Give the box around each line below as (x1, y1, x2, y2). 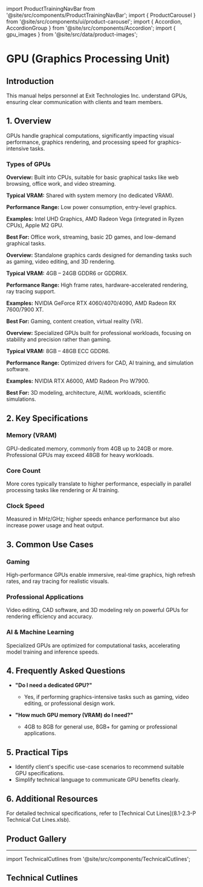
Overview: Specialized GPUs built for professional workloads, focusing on (6, 330, 192, 337)
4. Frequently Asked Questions (6, 666, 126, 676)
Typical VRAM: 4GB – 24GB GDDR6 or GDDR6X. (6, 270, 128, 277)
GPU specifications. (14, 770, 65, 777)
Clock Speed (6, 502, 45, 510)
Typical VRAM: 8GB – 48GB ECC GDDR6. (6, 348, 110, 355)
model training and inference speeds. (6, 648, 100, 655)
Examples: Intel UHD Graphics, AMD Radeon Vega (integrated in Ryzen (6, 215, 184, 223)
